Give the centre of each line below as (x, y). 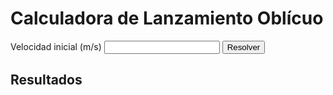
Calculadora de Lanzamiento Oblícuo (167, 18)
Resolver (243, 47)
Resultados (46, 80)
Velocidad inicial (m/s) (56, 46)
